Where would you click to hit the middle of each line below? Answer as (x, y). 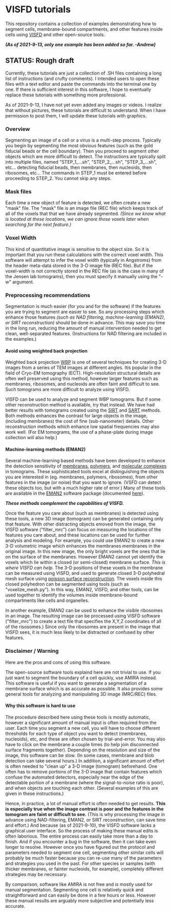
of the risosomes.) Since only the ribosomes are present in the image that (83, 627)
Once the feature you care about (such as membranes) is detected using (82, 513)
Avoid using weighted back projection (47, 351)
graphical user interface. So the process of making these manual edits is (82, 830)
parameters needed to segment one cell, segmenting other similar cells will (84, 852)
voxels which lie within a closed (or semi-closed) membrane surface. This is (85, 562)
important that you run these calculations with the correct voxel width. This (84, 255)
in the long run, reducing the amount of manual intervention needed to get (83, 328)
